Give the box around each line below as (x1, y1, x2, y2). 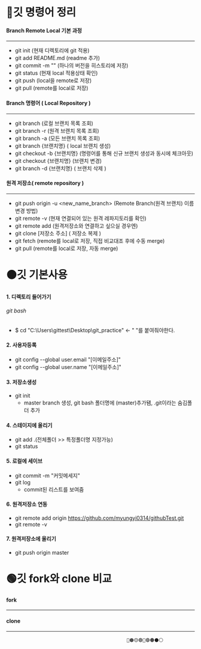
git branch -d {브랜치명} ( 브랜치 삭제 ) (14, 165, 106, 172)
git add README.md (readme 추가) (14, 55, 100, 62)
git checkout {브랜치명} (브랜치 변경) (14, 157, 102, 164)
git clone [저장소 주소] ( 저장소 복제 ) (14, 230, 102, 237)
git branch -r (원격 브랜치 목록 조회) (14, 127, 100, 134)
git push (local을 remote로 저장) (14, 77, 92, 84)
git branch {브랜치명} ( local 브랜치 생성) (14, 142, 111, 149)
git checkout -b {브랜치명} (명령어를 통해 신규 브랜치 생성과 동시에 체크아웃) (14, 150, 193, 157)
